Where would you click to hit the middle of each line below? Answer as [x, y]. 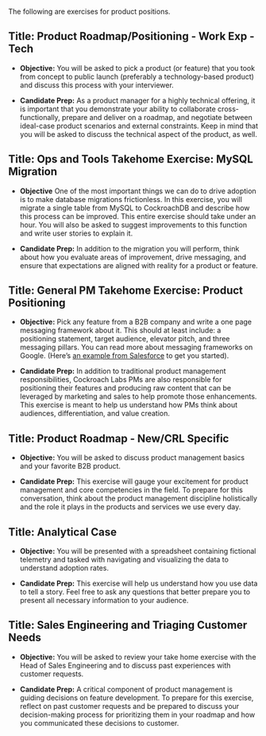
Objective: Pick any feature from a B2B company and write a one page [136, 322]
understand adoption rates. [64, 568]
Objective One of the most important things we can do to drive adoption [138, 191]
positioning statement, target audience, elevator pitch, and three [125, 339]
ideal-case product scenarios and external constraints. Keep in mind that [139, 126]
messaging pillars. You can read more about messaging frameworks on [136, 347]
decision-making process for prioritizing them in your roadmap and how [137, 715]
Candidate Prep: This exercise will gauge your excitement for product [134, 481]
